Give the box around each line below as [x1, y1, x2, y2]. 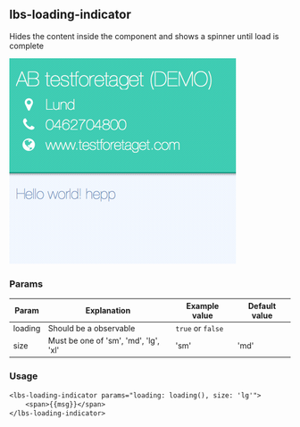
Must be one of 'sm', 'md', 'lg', [47, 335, 161, 347]
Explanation [85, 306, 131, 316]
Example [186, 300, 220, 311]
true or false [175, 322, 224, 333]
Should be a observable [47, 322, 136, 333]
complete [9, 40, 45, 51]
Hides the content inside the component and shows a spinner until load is [9, 30, 279, 41]
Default [248, 300, 277, 311]
